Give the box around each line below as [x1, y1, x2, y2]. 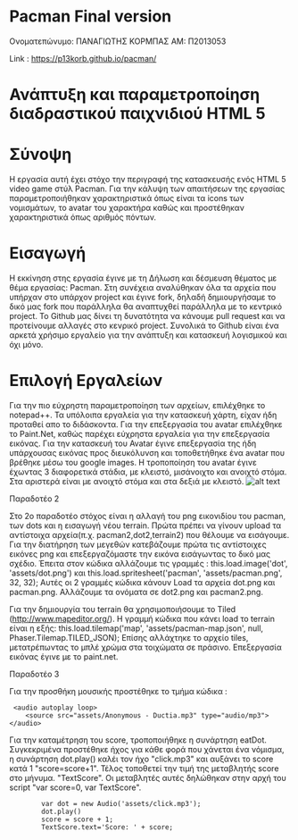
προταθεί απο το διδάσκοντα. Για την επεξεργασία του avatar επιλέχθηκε [9, 418, 283, 430]
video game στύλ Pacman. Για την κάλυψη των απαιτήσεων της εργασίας [9, 183, 286, 194]
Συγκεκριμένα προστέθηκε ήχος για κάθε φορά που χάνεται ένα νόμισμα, [9, 743, 285, 754]
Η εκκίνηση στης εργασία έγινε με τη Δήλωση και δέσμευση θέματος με [9, 273, 277, 283]
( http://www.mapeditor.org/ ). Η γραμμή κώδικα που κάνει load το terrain [9, 613, 275, 624]
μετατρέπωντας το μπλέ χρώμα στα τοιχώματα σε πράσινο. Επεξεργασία [9, 642, 283, 652]
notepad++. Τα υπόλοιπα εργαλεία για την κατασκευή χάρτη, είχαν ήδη [9, 409, 277, 420]
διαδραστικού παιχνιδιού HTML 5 [9, 104, 266, 124]
